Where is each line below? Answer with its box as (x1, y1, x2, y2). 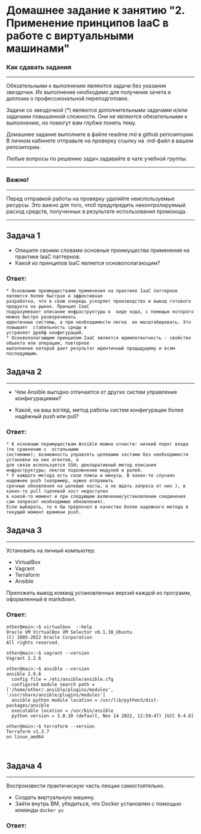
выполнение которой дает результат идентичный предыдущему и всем (6, 345, 175, 351)
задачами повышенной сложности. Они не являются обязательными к (6, 113, 188, 120)
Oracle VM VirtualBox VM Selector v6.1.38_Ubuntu (6, 629, 133, 635)
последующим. (6, 351, 39, 357)
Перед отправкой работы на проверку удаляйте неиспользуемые (6, 195, 175, 202)
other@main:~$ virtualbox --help (6, 624, 93, 630)
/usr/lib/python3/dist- (99, 698, 160, 704)
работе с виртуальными (6, 29, 134, 42)
